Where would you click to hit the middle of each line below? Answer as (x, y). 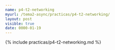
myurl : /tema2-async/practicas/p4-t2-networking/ (58, 14)
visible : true (20, 24)
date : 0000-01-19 (23, 28)
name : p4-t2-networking (30, 10)
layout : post (19, 19)
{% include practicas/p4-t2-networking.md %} (53, 42)
